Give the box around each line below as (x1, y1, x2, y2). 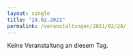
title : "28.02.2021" (7, 16, 66, 23)
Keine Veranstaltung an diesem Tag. (7, 42, 108, 50)
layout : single (7, 10, 50, 17)
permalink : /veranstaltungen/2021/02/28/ (7, 23, 127, 29)
